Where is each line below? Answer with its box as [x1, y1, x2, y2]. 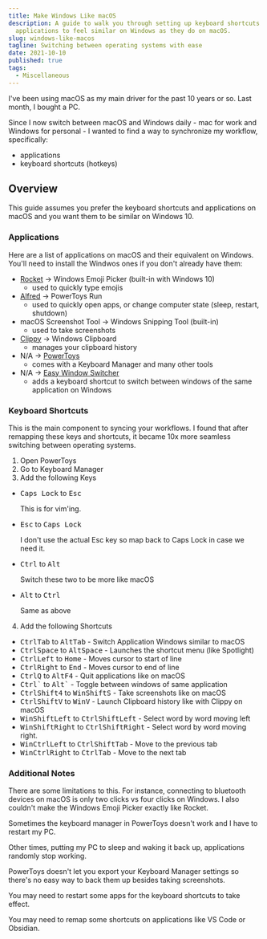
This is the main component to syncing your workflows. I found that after [8, 423, 249, 433]
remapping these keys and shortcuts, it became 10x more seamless [8, 432, 231, 441]
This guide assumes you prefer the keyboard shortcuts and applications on [8, 203, 257, 213]
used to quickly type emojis [31, 283, 123, 292]
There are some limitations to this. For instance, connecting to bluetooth [8, 786, 246, 795]
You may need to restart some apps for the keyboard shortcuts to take [8, 891, 241, 900]
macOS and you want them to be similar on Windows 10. [8, 212, 195, 222]
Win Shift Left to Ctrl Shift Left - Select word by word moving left [19, 713, 251, 723]
